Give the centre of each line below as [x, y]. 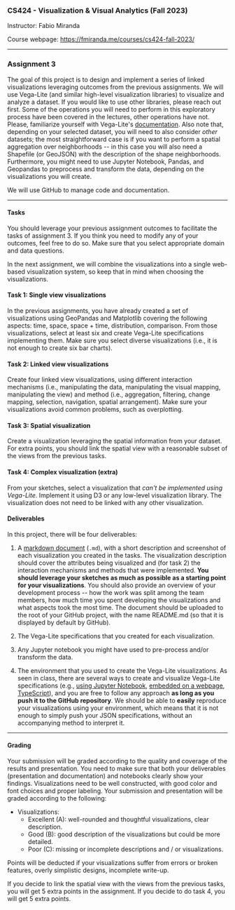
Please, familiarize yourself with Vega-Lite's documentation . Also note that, [115, 124]
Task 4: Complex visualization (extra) [63, 472]
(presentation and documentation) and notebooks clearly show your [105, 776]
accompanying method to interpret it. [71, 723]
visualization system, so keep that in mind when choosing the [115, 272]
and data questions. [36, 250]
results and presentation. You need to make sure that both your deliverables [116, 769]
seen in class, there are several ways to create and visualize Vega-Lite [119, 678]
